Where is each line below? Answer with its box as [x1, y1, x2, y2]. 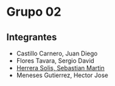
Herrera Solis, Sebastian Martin [16, 64, 105, 72]
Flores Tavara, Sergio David [16, 57, 94, 65]
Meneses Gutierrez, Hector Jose [16, 71, 109, 79]
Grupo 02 [6, 4, 62, 20]
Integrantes [6, 31, 57, 43]
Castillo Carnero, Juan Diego [16, 49, 98, 57]
